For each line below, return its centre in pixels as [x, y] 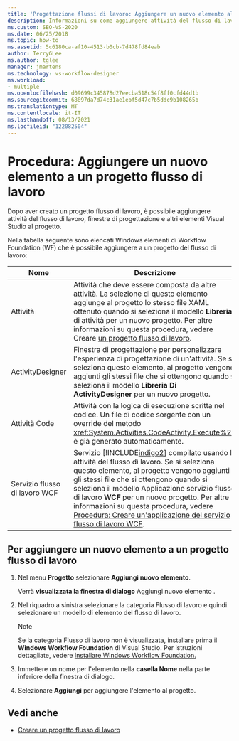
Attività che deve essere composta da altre [145, 285]
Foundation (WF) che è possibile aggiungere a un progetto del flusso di [112, 248]
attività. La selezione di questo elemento [141, 294]
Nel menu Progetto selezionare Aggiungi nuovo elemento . [104, 577]
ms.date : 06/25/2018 [38, 34]
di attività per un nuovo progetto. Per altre [143, 321]
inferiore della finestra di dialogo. [66, 677]
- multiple [23, 87]
